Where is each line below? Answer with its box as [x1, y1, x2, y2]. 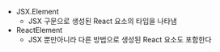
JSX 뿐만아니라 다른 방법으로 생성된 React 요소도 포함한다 [27, 35, 212, 44]
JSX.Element [15, 7, 59, 16]
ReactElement [15, 26, 63, 34]
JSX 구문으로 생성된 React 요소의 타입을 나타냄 [27, 16, 178, 26]
